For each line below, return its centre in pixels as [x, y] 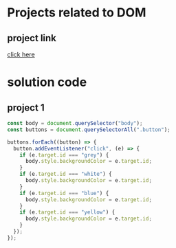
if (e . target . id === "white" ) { [66, 174]
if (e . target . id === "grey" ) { [64, 155]
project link [32, 38]
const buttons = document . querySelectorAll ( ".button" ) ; [89, 129]
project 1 [26, 108]
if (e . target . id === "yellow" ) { [67, 212]
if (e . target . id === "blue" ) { [64, 193]
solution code [47, 82]
